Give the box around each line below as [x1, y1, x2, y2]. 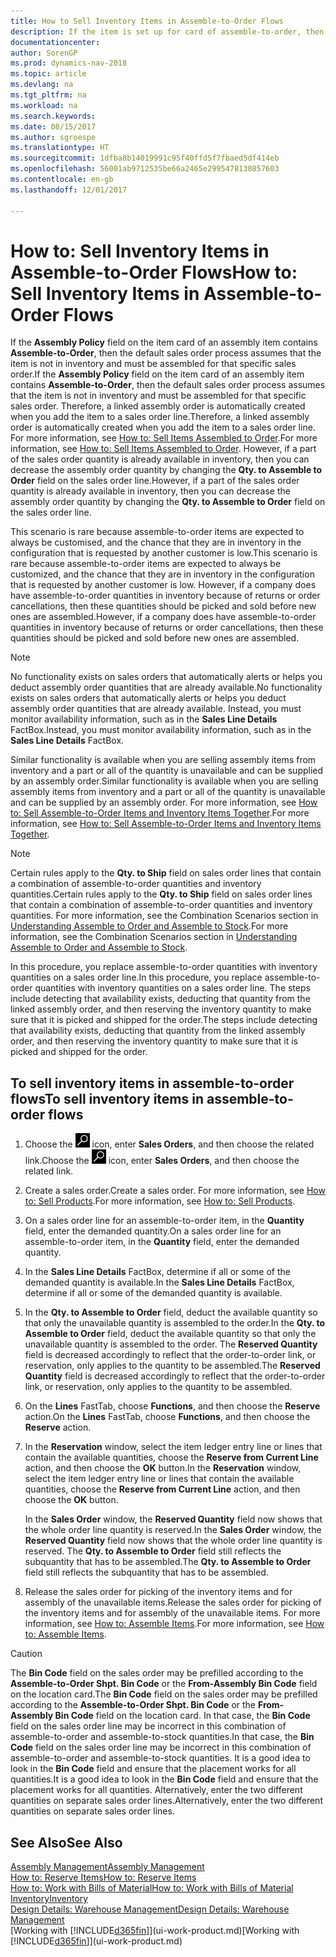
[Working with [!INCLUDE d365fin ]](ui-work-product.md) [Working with [10, 1925, 300, 1937]
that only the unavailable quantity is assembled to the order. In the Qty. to [24, 1317, 326, 1329]
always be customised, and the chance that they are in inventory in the [10, 536, 302, 549]
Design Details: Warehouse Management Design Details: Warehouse [10, 1903, 290, 1915]
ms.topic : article [10, 69, 87, 79]
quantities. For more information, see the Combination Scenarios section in [10, 910, 319, 922]
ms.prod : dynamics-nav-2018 [10, 58, 128, 69]
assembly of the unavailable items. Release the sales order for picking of [24, 1596, 322, 1609]
